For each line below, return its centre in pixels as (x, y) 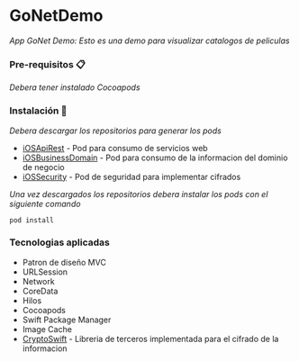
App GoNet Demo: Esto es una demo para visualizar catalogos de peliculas (149, 41)
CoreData (40, 291)
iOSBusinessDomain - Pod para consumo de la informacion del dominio (155, 158)
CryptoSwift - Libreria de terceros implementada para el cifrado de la (150, 338)
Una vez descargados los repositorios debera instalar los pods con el (139, 194)
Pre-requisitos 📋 (47, 64)
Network (39, 281)
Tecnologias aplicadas (59, 242)
